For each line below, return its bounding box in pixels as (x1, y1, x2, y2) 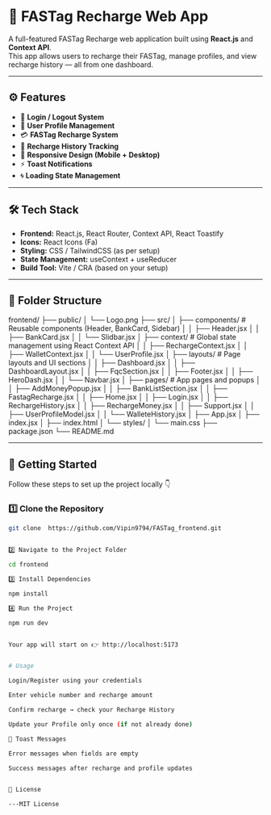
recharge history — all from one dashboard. (8, 60, 154, 69)
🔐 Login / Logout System (19, 112, 105, 122)
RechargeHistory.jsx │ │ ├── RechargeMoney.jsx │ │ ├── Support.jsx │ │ (8, 401, 256, 411)
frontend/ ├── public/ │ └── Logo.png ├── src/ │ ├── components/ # (8, 315, 246, 325)
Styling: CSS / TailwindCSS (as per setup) (19, 245, 161, 255)
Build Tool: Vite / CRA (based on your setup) (19, 262, 169, 273)
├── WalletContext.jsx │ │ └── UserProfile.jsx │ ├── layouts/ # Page (8, 349, 241, 359)
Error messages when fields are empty (8, 750, 139, 758)
